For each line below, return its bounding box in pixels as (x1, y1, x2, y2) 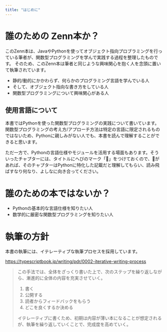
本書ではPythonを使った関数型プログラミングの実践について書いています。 (5, 120, 159, 126)
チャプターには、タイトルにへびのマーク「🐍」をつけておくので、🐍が (18, 156, 160, 162)
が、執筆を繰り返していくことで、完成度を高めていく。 (17, 321, 131, 327)
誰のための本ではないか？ (5, 188, 111, 199)
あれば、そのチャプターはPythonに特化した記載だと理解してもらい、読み (5, 162, 155, 168)
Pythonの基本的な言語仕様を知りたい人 (12, 205, 93, 211)
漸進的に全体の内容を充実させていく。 (26, 275, 105, 281)
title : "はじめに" (5, 7, 41, 13)
